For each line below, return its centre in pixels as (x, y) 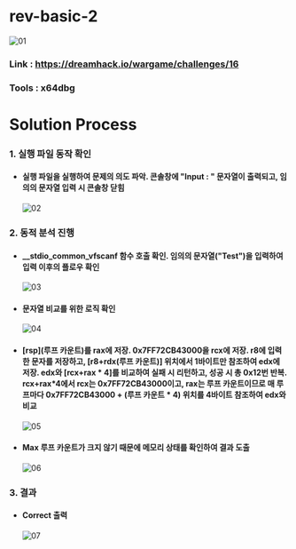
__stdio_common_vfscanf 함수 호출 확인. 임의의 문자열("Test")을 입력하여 (152, 256)
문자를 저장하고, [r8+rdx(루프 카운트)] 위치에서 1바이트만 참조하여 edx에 (156, 362)
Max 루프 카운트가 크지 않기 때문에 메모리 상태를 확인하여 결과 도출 (136, 448)
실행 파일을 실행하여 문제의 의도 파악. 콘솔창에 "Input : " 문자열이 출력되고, (150, 177)
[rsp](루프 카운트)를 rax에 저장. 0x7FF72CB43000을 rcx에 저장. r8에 (144, 350)
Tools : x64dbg (42, 88)
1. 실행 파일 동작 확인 (50, 154)
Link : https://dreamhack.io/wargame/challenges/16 (124, 64)
